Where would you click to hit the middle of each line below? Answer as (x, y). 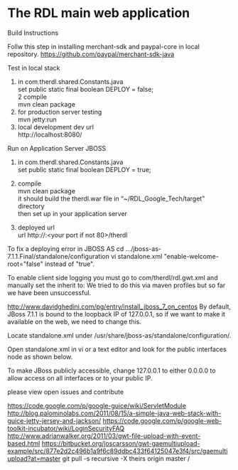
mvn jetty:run (37, 119)
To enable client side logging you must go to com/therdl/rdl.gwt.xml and (113, 277)
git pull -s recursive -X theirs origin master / (126, 458)
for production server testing (60, 112)
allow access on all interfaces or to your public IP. (80, 378)
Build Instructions (33, 33)
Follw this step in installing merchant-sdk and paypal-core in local (104, 46)
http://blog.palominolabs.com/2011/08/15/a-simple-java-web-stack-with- (114, 413)
